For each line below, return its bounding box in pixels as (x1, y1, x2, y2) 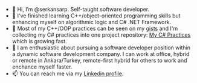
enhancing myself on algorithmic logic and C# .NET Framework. (11, 19, 172, 25)
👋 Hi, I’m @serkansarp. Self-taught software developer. (11, 6, 150, 13)
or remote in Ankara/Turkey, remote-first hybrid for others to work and (11, 57, 187, 64)
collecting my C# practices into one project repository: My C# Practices (11, 31, 191, 38)
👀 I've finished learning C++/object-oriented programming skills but (11, 12, 181, 19)
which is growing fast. (11, 38, 68, 45)
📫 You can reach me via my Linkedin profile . (11, 70, 124, 77)
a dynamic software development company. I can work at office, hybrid (11, 51, 190, 57)
